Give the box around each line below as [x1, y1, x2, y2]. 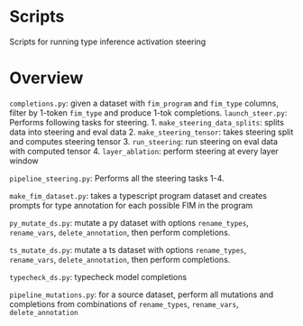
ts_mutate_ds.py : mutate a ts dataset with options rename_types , [9, 244, 247, 255]
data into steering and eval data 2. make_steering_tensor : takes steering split [9, 126, 294, 137]
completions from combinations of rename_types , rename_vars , [9, 298, 239, 309]
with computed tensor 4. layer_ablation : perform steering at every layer [9, 145, 280, 156]
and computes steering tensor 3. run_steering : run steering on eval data [9, 135, 278, 146]
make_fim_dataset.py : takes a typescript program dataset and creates [9, 190, 268, 200]
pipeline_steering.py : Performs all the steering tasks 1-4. [9, 172, 225, 183]
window [9, 155, 39, 166]
